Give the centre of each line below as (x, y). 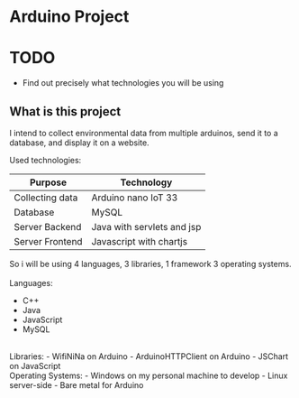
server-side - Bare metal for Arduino (77, 384)
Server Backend (48, 227)
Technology (146, 182)
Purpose (49, 182)
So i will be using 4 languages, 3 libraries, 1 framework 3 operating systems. (150, 264)
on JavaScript (35, 366)
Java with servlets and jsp (146, 227)
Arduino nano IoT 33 (135, 198)
